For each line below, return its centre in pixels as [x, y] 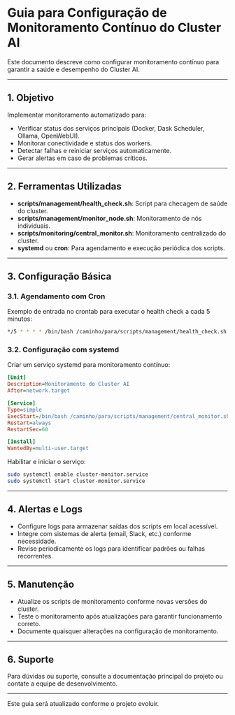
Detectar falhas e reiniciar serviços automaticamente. [94, 150]
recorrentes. [35, 556]
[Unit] [17, 378]
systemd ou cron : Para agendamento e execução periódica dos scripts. [121, 248]
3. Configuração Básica [59, 276]
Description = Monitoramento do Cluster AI [69, 384]
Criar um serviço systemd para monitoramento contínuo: [89, 365]
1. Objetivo [31, 98]
